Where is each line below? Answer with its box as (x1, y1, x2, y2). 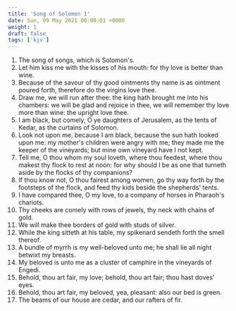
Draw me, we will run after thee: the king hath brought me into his (18, 93, 209, 102)
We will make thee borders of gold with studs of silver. (18, 221, 176, 229)
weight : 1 (8, 23, 37, 30)
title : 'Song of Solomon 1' (8, 10, 91, 18)
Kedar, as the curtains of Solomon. (18, 123, 119, 132)
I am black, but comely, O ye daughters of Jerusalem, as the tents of (18, 116, 217, 124)
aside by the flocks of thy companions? (18, 169, 133, 177)
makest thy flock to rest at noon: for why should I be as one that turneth (18, 161, 227, 169)
